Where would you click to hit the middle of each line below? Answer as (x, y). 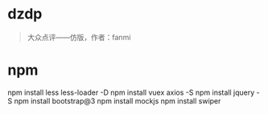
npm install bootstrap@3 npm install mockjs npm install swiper (118, 100)
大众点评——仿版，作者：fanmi (79, 37)
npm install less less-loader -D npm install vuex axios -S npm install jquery (131, 92)
